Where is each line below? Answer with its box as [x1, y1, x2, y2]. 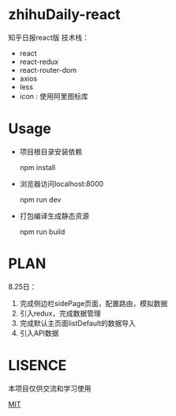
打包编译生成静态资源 [19, 211, 89, 221]
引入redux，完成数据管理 [19, 308, 101, 318]
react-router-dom [19, 65, 77, 74]
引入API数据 [19, 328, 59, 338]
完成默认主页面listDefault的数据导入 [19, 318, 137, 327]
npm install [19, 162, 56, 172]
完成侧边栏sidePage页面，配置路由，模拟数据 [19, 298, 168, 308]
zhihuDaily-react [8, 6, 121, 24]
